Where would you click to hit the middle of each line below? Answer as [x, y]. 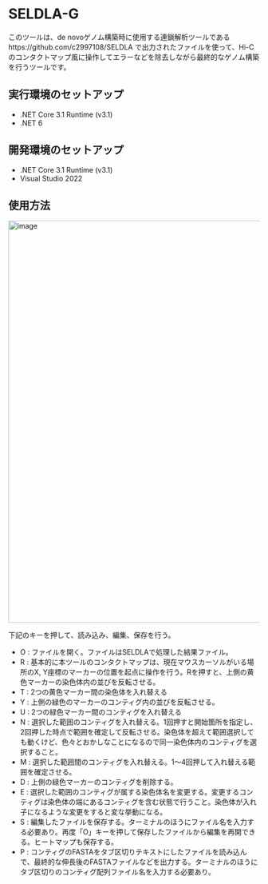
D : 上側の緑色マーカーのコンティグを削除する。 [99, 782]
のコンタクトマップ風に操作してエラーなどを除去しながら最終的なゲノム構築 [134, 57]
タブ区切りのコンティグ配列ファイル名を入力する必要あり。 [117, 872]
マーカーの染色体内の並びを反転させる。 [93, 682]
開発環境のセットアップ [66, 150]
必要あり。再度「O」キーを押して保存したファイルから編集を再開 [134, 832]
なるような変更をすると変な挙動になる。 [100, 812]
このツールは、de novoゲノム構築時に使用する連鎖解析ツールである [119, 37]
